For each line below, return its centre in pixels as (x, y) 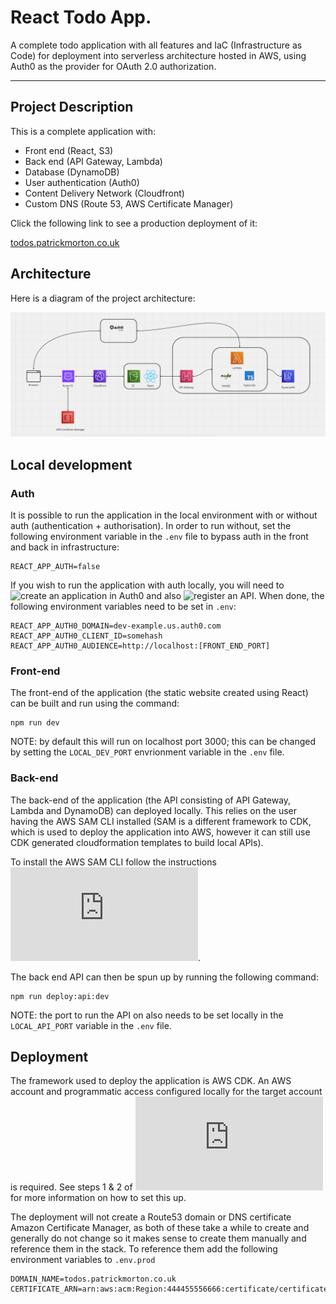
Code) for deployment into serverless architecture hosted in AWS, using (158, 55)
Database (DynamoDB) (72, 172)
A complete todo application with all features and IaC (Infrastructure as (156, 45)
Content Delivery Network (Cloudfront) (104, 193)
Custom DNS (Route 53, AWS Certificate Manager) (129, 203)
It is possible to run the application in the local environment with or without (164, 515)
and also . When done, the (235, 596)
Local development (71, 464)
